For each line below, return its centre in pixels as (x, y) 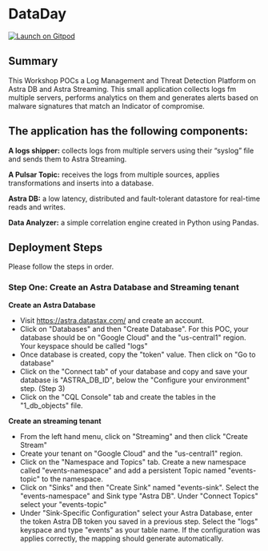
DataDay (37, 14)
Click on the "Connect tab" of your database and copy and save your (134, 371)
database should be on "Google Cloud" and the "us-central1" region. (133, 337)
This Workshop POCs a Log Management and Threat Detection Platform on (132, 80)
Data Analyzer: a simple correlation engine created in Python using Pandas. (134, 222)
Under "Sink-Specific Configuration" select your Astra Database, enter (136, 513)
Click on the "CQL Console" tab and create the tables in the (118, 397)
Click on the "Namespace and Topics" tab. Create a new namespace (133, 461)
